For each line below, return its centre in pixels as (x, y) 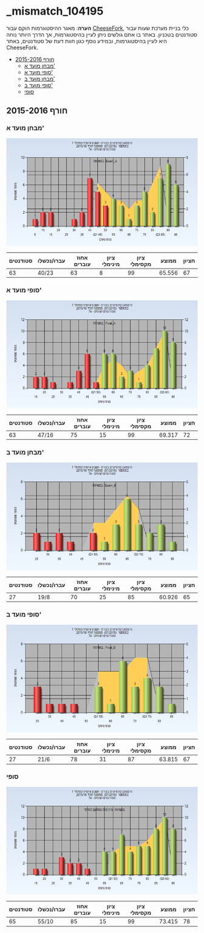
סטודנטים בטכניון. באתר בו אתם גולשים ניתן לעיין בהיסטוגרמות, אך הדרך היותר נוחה (102, 34)
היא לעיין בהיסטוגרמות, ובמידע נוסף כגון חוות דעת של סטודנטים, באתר (87, 41)
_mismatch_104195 (55, 11)
